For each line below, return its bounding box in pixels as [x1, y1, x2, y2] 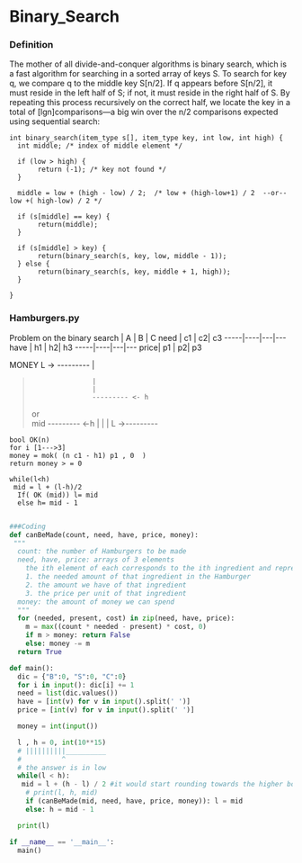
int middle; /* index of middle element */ [17, 141, 182, 150]
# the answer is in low [17, 763, 106, 772]
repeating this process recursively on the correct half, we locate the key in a [9, 97, 290, 108]
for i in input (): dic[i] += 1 [17, 680, 135, 689]
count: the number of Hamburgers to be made [17, 547, 187, 556]
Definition [9, 39, 54, 51]
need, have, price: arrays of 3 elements [17, 555, 175, 564]
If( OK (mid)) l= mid [17, 490, 99, 499]
